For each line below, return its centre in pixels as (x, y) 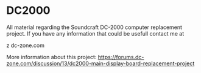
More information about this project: (51, 57)
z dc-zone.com (25, 45)
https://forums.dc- (121, 57)
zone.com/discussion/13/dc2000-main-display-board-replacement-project (100, 63)
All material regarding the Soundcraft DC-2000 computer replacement (94, 27)
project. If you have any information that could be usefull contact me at (95, 33)
